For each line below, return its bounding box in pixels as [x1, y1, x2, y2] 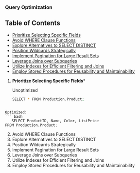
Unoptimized [12, 87, 38, 93]
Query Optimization [5, 4, 52, 11]
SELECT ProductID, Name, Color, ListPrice [11, 118, 99, 123]
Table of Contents [5, 19, 61, 27]
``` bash [5, 114, 23, 119]
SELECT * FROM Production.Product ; [12, 97, 85, 102]
